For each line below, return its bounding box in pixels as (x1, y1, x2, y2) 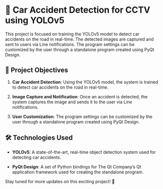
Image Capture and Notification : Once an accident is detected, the (12, 94, 148, 99)
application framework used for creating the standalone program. (12, 169, 144, 175)
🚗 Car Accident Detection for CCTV (5, 4, 150, 16)
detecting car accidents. (12, 154, 61, 160)
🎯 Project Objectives (5, 66, 68, 74)
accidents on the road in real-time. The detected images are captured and (5, 36, 154, 42)
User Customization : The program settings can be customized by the (12, 114, 153, 119)
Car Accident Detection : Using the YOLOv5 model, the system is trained (12, 79, 159, 85)
